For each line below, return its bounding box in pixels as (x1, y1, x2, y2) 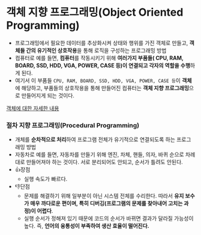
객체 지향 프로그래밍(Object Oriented (6, 5, 184, 19)
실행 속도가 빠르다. (23, 175, 68, 183)
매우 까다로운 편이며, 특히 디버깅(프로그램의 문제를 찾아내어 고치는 (29, 200, 183, 207)
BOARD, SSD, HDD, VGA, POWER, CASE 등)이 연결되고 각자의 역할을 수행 (14, 61, 191, 69)
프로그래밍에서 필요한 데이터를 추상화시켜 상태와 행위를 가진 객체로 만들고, (14, 39, 188, 46)
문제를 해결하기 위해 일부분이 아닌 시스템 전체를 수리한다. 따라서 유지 (23, 192, 184, 200)
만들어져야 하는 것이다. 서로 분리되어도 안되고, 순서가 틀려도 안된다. (26, 159, 183, 166)
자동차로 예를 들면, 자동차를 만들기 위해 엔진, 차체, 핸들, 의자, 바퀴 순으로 (14, 151, 184, 158)
